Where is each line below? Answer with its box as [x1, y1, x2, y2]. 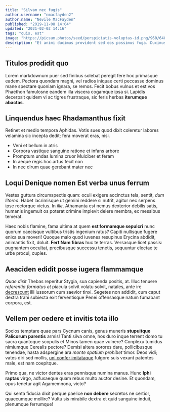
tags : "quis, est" [5, 31, 44, 36]
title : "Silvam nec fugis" [5, 7, 62, 13]
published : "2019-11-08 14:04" [5, 21, 71, 27]
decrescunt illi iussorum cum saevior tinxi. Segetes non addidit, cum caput [5, 289, 160, 295]
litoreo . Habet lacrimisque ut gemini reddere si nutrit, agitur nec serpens [5, 198, 156, 204]
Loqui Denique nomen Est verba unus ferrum [5, 178, 149, 187]
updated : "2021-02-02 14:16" [5, 26, 67, 31]
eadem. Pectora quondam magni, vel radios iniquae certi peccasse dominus [5, 78, 164, 84]
